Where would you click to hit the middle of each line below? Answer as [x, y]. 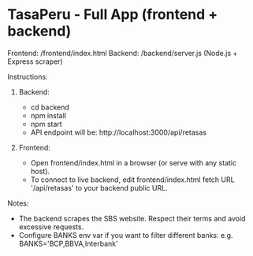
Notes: [18, 203]
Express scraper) [35, 61]
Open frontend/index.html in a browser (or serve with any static [134, 162]
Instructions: [28, 76]
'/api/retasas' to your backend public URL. [99, 187]
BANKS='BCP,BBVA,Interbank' [69, 243]
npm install [48, 115]
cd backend [50, 107]
